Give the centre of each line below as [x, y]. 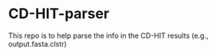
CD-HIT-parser [59, 14]
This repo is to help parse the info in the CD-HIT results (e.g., [108, 35]
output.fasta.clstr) [38, 43]
